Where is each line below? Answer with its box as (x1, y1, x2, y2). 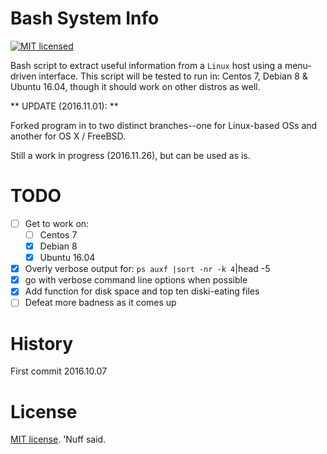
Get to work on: (24, 217, 90, 229)
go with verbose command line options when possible (24, 274, 248, 286)
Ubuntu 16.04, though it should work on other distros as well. (10, 80, 261, 92)
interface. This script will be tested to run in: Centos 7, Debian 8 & (38, 70, 308, 82)
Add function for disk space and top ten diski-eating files (24, 285, 260, 297)
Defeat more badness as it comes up (24, 297, 177, 309)
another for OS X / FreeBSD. (10, 130, 127, 142)
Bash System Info (10, 7, 160, 30)
